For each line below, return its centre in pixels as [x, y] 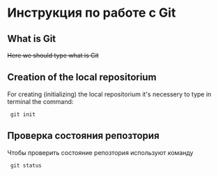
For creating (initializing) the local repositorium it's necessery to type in [109, 94]
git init [23, 114]
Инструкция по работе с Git [92, 13]
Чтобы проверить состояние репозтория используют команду [100, 152]
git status [26, 166]
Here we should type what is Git [53, 55]
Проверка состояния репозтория [84, 136]
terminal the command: [40, 101]
